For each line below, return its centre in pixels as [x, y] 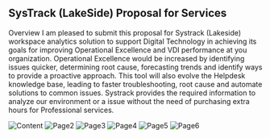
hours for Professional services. [61, 110]
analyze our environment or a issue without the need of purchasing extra [129, 101]
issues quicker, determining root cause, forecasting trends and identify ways [135, 67]
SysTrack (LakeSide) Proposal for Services [118, 13]
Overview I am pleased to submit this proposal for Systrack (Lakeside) [125, 32]
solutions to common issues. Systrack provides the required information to [132, 93]
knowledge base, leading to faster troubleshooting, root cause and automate [135, 84]
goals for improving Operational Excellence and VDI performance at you [128, 50]
